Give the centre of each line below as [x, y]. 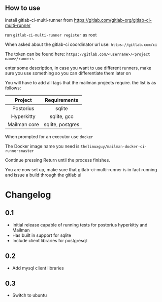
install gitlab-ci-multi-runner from [39, 20]
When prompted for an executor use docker [49, 136]
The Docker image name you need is [42, 146]
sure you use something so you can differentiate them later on [68, 73]
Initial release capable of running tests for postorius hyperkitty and [80, 225]
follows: [13, 88]
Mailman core [23, 124]
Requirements [62, 100]
